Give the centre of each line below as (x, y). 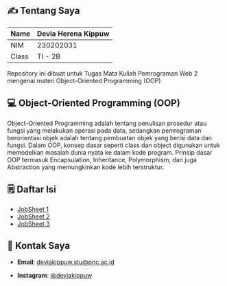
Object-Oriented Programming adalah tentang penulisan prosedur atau (107, 123)
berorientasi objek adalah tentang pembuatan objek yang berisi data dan (110, 137)
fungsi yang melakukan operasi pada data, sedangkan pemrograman (104, 130)
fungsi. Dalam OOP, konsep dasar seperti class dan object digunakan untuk (114, 145)
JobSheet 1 (33, 209)
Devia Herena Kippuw (73, 34)
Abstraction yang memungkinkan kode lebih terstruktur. (86, 167)
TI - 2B (49, 56)
